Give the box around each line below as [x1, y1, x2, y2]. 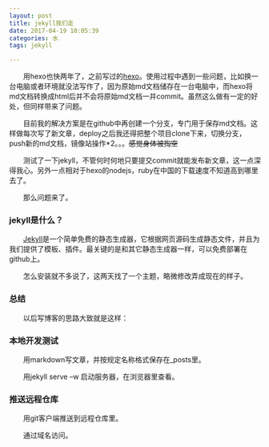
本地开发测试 [9, 335, 59, 346]
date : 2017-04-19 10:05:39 [9, 26, 99, 34]
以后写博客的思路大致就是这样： [22, 313, 129, 323]
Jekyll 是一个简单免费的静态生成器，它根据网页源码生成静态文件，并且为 [23, 234, 260, 244]
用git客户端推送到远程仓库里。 [22, 413, 123, 423]
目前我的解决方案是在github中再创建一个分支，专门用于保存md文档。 [22, 119, 251, 128]
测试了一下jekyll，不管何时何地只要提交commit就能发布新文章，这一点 [22, 155, 255, 165]
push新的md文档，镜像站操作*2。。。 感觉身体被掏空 [9, 139, 179, 148]
